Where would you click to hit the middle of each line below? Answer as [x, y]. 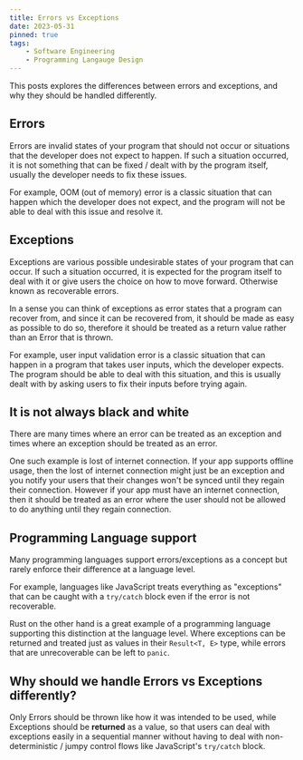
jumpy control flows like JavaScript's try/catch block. [165, 746]
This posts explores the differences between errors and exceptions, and [144, 86]
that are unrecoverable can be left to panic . [90, 653]
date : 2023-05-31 [42, 26]
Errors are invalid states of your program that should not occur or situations [150, 145]
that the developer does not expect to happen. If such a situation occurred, [149, 155]
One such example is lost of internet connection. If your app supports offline [151, 461]
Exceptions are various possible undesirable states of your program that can [151, 262]
